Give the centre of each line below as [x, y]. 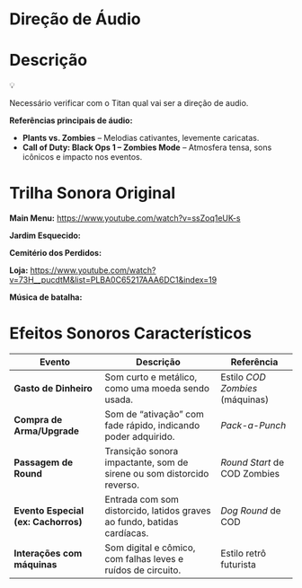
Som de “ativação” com [155, 414]
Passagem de [44, 462]
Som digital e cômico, [150, 548]
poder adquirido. [140, 437]
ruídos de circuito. [143, 570]
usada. [119, 399]
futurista [238, 564]
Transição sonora [142, 451]
